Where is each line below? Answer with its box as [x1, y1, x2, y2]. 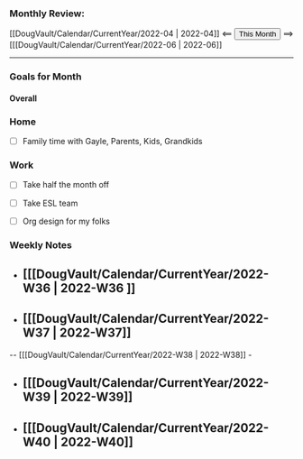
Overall [9, 93, 38, 104]
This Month [238, 30, 277, 39]
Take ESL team [22, 197, 78, 208]
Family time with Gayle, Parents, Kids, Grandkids [22, 136, 203, 147]
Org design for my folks [22, 216, 111, 226]
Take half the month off [22, 179, 110, 190]
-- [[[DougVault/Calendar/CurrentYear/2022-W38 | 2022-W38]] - [9, 349, 252, 360]
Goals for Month [9, 70, 82, 83]
